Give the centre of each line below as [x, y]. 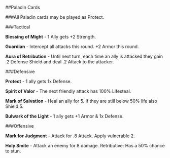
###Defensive [20, 71]
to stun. [13, 151]
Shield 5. [14, 106]
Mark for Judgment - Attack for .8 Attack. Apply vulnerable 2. [70, 136]
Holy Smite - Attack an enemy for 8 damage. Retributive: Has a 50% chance [85, 146]
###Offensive [20, 126]
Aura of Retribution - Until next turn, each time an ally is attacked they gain [84, 56]
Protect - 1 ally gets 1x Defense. [39, 81]
